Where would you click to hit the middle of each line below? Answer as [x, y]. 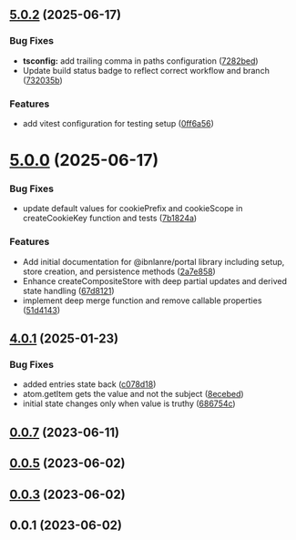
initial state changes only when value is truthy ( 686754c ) [129, 403]
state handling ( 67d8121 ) [69, 290]
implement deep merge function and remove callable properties [142, 301]
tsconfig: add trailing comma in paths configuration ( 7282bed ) [140, 61]
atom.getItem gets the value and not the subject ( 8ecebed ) [133, 394]
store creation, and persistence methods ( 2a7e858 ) [119, 271]
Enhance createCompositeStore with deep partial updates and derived [154, 280]
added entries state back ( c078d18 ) [89, 384]
